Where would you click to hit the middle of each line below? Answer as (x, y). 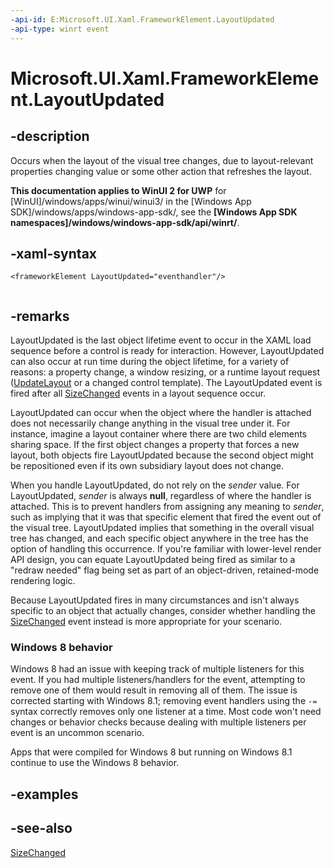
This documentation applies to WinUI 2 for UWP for (118, 190)
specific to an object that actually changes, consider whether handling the (163, 611)
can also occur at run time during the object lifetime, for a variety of (150, 362)
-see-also (41, 828)
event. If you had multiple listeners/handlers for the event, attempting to (158, 680)
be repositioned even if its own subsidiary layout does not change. (147, 466)
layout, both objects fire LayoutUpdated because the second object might (162, 455)
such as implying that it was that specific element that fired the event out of (166, 517)
